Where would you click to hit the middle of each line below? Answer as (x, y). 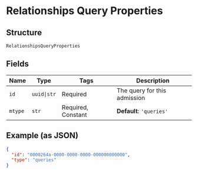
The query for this (142, 91)
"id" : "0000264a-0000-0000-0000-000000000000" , (71, 155)
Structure (24, 33)
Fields (18, 64)
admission (131, 98)
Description (153, 81)
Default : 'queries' (143, 111)
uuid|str (44, 94)
